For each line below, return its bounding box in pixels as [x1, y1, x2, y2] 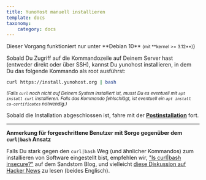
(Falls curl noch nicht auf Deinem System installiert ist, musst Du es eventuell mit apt [6, 90, 186, 96]
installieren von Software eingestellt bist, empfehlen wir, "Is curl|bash [6, 154, 181, 162]
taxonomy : [6, 20, 32, 26]
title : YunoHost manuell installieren [6, 9, 105, 15]
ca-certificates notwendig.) [6, 101, 67, 107]
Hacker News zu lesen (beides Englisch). [6, 167, 110, 175]
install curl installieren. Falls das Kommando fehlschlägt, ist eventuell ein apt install [6, 96, 191, 102]
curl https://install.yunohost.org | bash [6, 79, 116, 85]
